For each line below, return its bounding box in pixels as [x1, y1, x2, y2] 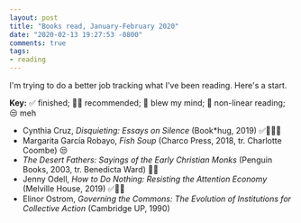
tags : [9, 47, 30, 56]
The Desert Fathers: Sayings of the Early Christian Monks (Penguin [22, 154, 273, 165]
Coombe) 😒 [22, 145, 68, 155]
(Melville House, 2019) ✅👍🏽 [22, 183, 125, 194]
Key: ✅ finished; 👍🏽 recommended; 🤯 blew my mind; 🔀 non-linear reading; [9, 98, 286, 108]
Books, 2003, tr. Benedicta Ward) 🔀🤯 [22, 164, 160, 174]
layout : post [9, 13, 59, 23]
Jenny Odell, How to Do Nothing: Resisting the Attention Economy [22, 173, 268, 184]
